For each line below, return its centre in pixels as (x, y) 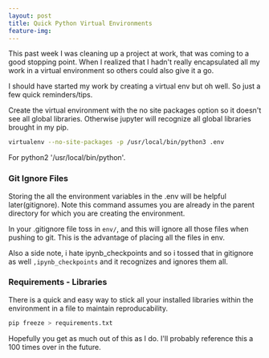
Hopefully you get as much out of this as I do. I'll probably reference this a (131, 338)
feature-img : (30, 31)
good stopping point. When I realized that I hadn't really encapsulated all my (134, 62)
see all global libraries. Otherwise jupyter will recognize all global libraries (130, 119)
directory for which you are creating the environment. (97, 213)
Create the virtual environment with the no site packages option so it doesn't (135, 110)
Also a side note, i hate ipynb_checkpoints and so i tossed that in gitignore (131, 253)
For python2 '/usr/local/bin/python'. (67, 158)
